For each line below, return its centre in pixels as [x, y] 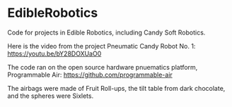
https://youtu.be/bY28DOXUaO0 [54, 53]
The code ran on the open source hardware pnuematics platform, [103, 67]
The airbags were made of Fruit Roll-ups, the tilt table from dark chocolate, [116, 88]
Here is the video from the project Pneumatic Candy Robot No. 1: [101, 46]
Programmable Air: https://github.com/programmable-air [90, 75]
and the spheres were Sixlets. [51, 96]
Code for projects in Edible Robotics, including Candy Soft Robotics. [106, 32]
